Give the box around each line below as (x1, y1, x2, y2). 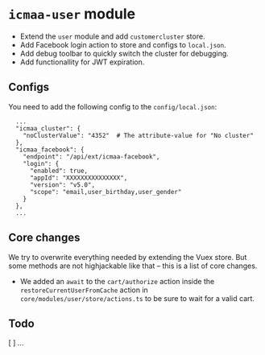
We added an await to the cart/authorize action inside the (19, 276, 215, 286)
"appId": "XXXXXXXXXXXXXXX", (29, 174, 128, 182)
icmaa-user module (8, 5, 135, 23)
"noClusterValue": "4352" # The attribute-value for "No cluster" (23, 131, 254, 139)
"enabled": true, (29, 167, 89, 175)
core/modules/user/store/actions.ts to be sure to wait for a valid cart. (19, 293, 255, 303)
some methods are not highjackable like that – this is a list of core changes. (8, 261, 258, 270)
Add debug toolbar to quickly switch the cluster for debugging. (19, 48, 230, 58)
